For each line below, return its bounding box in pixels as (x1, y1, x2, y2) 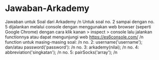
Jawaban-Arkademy (5, 3, 90, 14)
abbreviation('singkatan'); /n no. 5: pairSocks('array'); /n (5, 49, 118, 55)
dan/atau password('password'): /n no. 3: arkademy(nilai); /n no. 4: (5, 44, 139, 50)
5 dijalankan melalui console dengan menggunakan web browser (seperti (5, 24, 151, 29)
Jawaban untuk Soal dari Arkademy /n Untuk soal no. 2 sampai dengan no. (5, 19, 155, 24)
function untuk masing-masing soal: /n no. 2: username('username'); (5, 39, 143, 45)
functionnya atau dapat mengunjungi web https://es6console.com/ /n (5, 34, 144, 40)
